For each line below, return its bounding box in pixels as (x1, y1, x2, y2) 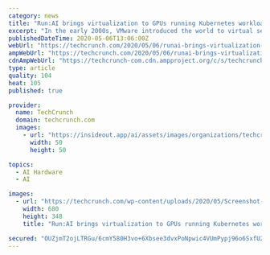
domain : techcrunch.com (15, 116, 95, 125)
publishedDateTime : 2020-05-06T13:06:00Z (8, 34, 149, 43)
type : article (8, 64, 56, 72)
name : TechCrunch (15, 109, 74, 117)
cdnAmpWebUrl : (8, 57, 56, 65)
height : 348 (22, 212, 63, 220)
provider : (8, 101, 42, 109)
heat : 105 (8, 79, 42, 87)
